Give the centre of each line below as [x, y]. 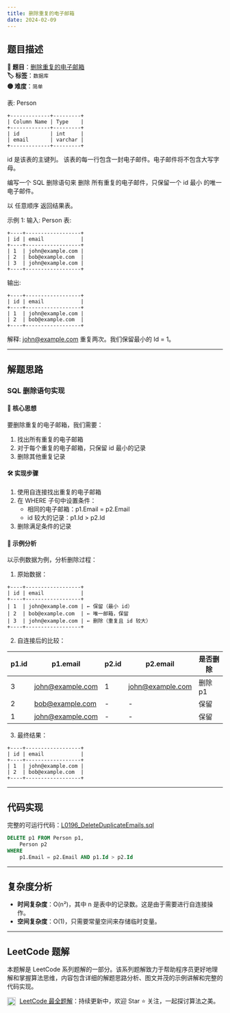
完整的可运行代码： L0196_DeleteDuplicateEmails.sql [80, 825]
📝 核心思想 [22, 408]
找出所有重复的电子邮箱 [50, 439]
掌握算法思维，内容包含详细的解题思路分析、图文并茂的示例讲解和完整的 [121, 978]
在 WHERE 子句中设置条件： [56, 501]
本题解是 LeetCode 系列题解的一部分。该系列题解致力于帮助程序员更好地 [110, 969]
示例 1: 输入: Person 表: [39, 221]
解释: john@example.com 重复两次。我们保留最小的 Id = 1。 [91, 339]
